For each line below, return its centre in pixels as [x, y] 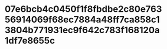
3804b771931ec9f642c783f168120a [82, 30]
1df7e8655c [30, 41]
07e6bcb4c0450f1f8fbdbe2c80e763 [83, 9]
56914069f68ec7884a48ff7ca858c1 [82, 20]
